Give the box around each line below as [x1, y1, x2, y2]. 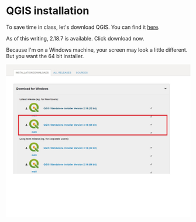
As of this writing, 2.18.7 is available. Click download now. [6, 35, 145, 42]
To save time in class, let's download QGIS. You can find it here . [6, 23, 160, 31]
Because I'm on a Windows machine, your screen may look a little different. [6, 46, 188, 53]
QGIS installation [6, 4, 90, 18]
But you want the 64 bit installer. [6, 52, 84, 59]
